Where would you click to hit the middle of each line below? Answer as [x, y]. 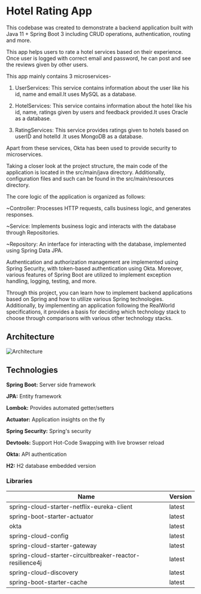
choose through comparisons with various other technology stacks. [89, 318]
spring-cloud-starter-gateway [53, 546]
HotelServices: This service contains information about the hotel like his [103, 105]
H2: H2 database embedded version [51, 465]
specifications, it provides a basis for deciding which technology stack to [96, 312]
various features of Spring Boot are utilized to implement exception [89, 275]
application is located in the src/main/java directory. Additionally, [86, 172]
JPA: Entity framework [34, 396]
